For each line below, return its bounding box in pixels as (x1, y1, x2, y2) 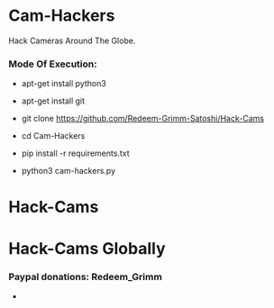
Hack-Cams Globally (8, 238, 166, 258)
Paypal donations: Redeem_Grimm (8, 270, 163, 283)
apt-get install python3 (21, 78, 107, 89)
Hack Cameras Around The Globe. (8, 35, 136, 46)
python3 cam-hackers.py (21, 166, 116, 177)
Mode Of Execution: (8, 58, 97, 70)
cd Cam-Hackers (21, 131, 86, 141)
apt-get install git (21, 95, 86, 106)
